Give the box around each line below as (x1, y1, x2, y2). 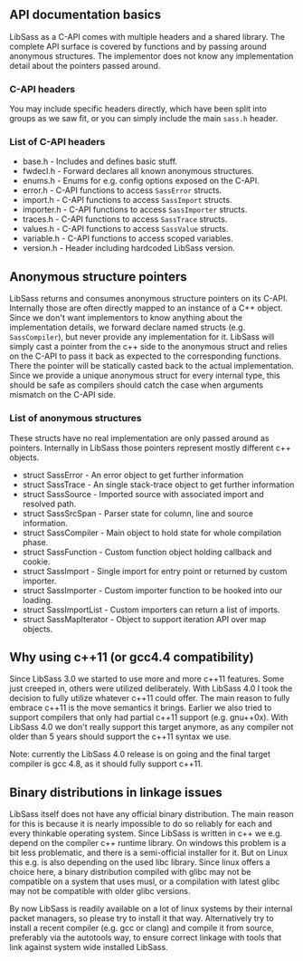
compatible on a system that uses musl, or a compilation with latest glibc (9, 876, 280, 887)
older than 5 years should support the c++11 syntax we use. (9, 731, 232, 742)
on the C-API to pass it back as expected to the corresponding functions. (9, 351, 282, 361)
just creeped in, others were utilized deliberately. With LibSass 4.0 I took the (9, 683, 293, 694)
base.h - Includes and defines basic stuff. (22, 156, 178, 167)
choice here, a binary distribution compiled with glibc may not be (9, 867, 251, 878)
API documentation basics (9, 7, 161, 23)
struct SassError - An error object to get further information (22, 469, 244, 480)
